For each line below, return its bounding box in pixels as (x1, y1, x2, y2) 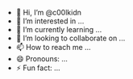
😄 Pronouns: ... (15, 54, 69, 64)
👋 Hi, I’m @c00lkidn (15, 8, 82, 17)
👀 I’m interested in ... (15, 16, 85, 26)
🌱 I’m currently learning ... (15, 25, 102, 34)
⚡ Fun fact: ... (15, 63, 60, 73)
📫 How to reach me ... (15, 43, 91, 52)
